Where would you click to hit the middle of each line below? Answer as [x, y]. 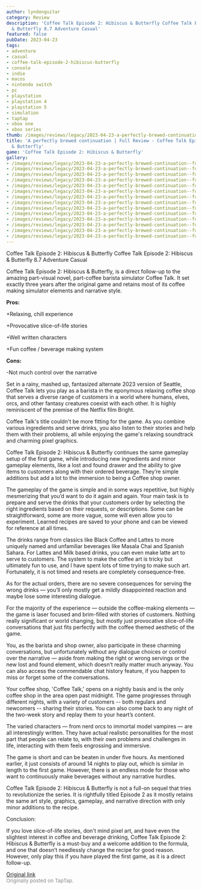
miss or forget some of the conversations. [58, 677]
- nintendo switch [29, 85]
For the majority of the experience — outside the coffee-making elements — [101, 608]
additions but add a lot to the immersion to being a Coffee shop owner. [94, 478]
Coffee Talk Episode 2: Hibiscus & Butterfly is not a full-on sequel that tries [99, 788]
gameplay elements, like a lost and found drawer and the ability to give [94, 465]
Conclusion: [21, 819]
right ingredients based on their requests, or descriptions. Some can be [95, 509]
